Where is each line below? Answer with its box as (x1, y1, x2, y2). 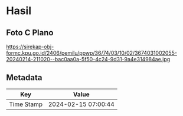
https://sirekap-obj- (6, 43, 54, 50)
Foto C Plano (6, 28, 54, 38)
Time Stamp (9, 100, 43, 108)
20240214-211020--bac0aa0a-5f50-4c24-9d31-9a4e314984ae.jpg (6, 56, 171, 62)
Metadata (6, 72, 43, 83)
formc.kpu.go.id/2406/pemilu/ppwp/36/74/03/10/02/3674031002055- (6, 49, 177, 57)
